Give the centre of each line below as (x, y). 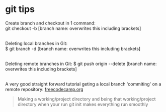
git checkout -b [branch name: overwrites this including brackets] (73, 28)
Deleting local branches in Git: (36, 43)
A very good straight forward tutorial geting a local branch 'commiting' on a (83, 84)
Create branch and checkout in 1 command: (50, 23)
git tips (20, 9)
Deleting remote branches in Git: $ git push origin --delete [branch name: (81, 63)
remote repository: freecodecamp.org (45, 89)
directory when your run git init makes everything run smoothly (83, 104)
